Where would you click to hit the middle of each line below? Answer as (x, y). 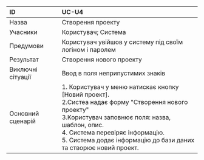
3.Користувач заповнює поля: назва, (116, 117)
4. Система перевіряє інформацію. (113, 132)
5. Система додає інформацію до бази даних (128, 140)
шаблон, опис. (83, 125)
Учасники (23, 32)
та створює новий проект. (100, 148)
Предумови (26, 46)
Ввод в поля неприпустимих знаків (114, 73)
